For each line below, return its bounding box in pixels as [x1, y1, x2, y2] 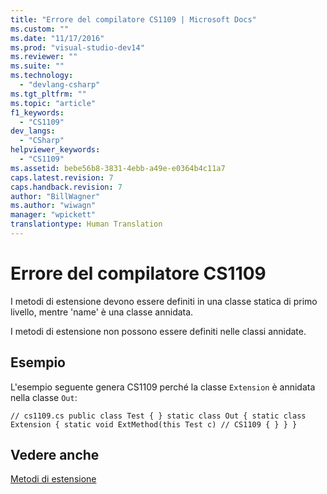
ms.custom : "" [10, 24, 70, 34]
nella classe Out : [10, 391, 78, 403]
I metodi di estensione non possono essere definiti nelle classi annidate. [10, 325, 307, 337]
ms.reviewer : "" [10, 52, 78, 62]
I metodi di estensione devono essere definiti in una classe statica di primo [10, 295, 318, 307]
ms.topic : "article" [10, 98, 97, 108]
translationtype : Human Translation [10, 219, 163, 230]
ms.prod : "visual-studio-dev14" [10, 42, 145, 53]
